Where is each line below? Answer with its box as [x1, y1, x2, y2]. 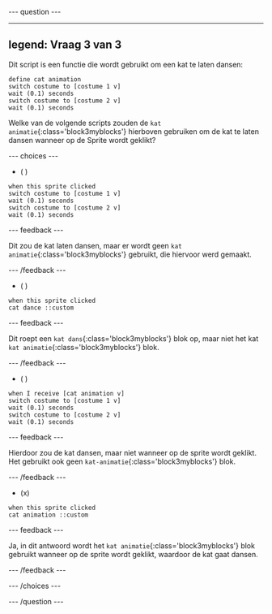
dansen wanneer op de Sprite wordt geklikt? [8, 135, 156, 145]
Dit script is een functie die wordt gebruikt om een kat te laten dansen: [8, 59, 244, 69]
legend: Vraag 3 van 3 [8, 38, 122, 52]
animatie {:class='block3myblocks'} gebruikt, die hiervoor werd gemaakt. [8, 249, 253, 259]
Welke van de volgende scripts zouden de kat [8, 118, 162, 128]
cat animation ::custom [8, 511, 89, 519]
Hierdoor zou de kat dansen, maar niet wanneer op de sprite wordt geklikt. [8, 448, 257, 457]
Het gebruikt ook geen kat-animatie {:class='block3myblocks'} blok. [8, 456, 236, 466]
